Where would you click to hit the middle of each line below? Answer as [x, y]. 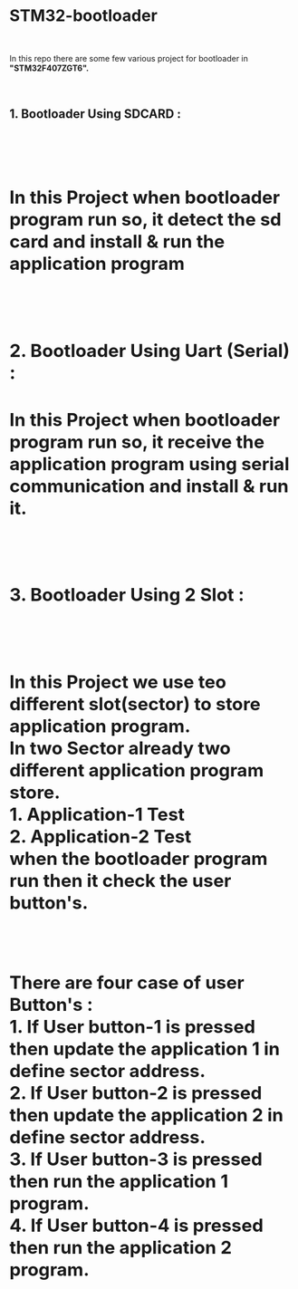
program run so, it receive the [137, 441]
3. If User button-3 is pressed [136, 1159]
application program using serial [149, 464]
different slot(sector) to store [135, 704]
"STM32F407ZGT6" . [49, 68]
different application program [137, 770]
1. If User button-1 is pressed [133, 1026]
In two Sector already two [120, 747]
